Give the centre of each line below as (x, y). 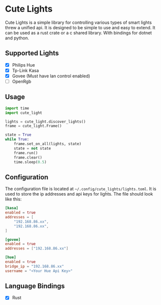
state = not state (32, 148)
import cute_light (24, 113)
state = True (18, 135)
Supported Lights (32, 53)
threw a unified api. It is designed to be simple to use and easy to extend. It (80, 27)
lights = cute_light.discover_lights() (45, 122)
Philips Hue (23, 65)
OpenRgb (22, 81)
